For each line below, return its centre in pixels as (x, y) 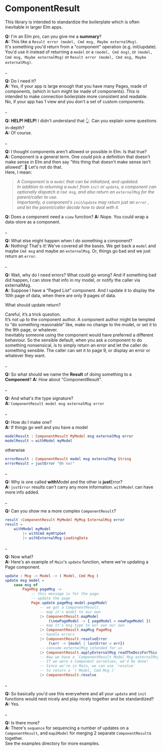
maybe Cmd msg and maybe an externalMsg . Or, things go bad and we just (78, 251)
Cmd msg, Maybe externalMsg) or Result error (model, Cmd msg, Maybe (76, 57)
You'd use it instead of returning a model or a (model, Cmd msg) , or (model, (79, 52)
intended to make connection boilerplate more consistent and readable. (76, 96)
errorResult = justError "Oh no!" (40, 463)
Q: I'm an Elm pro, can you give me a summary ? (53, 36)
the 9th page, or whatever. (32, 330)
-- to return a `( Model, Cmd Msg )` (78, 671)
